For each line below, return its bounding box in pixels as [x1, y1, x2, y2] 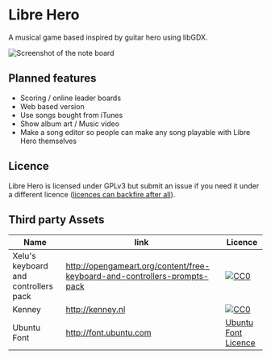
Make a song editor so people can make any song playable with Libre [19, 127, 251, 137]
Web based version [19, 101, 85, 111]
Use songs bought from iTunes [19, 110, 123, 120]
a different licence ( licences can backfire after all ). [8, 189, 176, 199]
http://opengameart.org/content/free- [65, 260, 211, 272]
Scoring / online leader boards [19, 93, 122, 103]
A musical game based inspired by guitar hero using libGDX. [8, 32, 208, 42]
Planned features [8, 71, 97, 86]
